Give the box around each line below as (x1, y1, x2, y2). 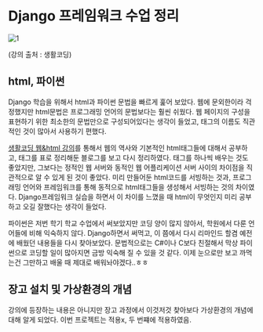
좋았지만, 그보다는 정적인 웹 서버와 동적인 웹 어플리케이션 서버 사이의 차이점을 (8, 162, 245, 172)
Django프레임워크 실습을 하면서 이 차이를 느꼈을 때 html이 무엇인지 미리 (18, 192, 238, 201)
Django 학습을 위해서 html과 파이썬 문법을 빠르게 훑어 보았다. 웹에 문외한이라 (8, 97, 244, 106)
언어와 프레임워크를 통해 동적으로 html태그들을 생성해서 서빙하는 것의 (22, 182, 234, 192)
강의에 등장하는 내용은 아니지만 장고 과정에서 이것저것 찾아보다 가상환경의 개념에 (8, 305, 254, 314)
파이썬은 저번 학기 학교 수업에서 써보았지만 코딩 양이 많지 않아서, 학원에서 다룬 (8, 218, 247, 228)
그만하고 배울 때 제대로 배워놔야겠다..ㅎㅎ (22, 258, 149, 267)
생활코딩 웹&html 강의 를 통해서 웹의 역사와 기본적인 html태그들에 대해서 (8, 143, 228, 153)
